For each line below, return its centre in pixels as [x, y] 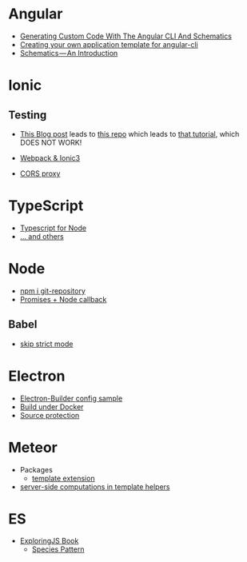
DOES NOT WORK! [51, 142]
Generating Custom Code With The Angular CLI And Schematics [125, 36]
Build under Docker [52, 407]
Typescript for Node [53, 228]
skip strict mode [46, 344]
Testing [28, 115]
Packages [36, 469]
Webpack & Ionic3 [50, 157]
